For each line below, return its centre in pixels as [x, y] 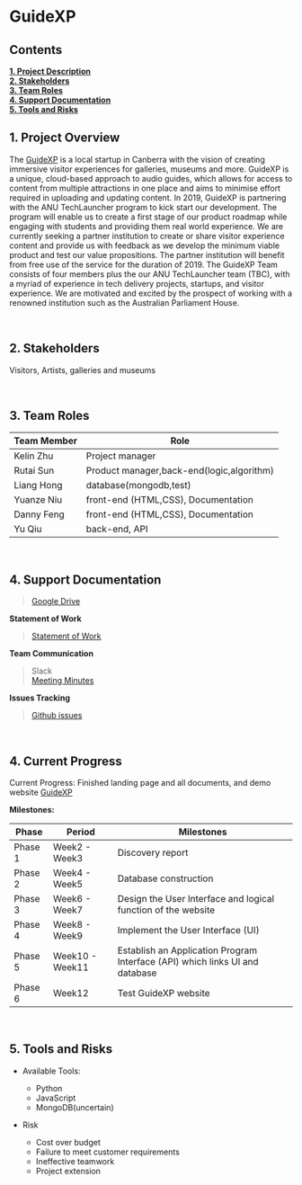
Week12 [71, 993]
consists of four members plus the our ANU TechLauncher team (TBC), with [150, 274]
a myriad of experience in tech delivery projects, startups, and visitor [137, 283]
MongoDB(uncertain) [75, 1107]
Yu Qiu [28, 530]
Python [49, 1088]
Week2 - [72, 847]
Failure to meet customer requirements [107, 1152]
